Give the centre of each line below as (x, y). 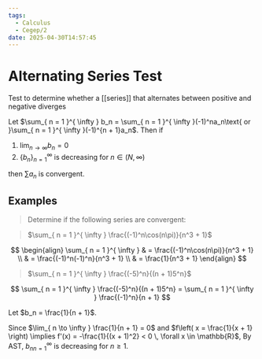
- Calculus (33, 23)
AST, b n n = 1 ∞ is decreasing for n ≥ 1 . (68, 346)
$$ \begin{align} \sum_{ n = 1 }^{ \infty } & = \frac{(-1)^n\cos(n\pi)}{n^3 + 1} (132, 250)
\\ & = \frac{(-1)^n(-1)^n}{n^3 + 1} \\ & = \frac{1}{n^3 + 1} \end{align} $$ (132, 259)
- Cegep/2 (31, 30)
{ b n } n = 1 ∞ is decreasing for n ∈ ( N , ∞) (82, 157)
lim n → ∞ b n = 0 (44, 146)
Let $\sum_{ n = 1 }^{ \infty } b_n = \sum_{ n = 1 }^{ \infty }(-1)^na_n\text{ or (129, 122)
